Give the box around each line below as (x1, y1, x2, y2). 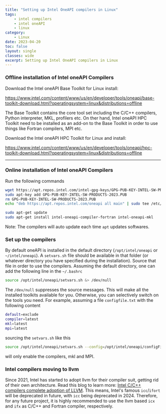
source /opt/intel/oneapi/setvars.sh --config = (5, 344, 105, 349)
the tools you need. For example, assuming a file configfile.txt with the (5, 297, 154, 303)
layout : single (5, 48, 37, 53)
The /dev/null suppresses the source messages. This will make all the (5, 287, 149, 293)
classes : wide (5, 53, 35, 58)
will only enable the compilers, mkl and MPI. (5, 353, 95, 359)
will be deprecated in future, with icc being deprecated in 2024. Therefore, (5, 392, 158, 398)
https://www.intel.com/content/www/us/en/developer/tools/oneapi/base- (5, 95, 155, 101)
